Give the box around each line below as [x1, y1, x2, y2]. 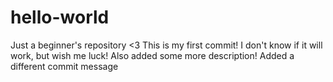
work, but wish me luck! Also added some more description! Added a [10, 49, 295, 61]
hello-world [10, 6, 110, 29]
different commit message [10, 60, 119, 72]
